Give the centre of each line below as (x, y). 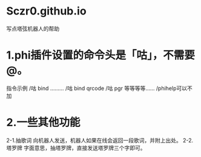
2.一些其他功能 (43, 123)
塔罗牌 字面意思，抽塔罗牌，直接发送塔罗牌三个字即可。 (76, 148)
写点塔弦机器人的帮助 (33, 28)
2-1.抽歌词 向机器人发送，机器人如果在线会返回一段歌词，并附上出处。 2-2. (100, 140)
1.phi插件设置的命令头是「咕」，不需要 (101, 55)
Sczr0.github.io (46, 11)
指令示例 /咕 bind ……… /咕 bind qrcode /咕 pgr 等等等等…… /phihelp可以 (97, 88)
